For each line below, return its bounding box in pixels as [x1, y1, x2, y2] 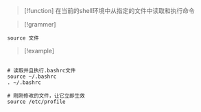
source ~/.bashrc [7, 73, 57, 80]
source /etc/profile [7, 98, 67, 105]
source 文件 [7, 35, 39, 42]
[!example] [23, 47, 55, 55]
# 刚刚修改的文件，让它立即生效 [7, 92, 85, 99]
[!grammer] [23, 20, 56, 28]
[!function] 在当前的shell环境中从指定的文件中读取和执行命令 [23, 7, 195, 14]
